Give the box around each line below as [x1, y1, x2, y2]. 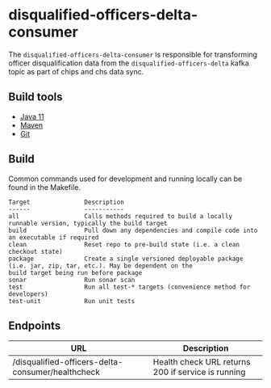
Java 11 [19, 112, 44, 121]
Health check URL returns [152, 356, 251, 368]
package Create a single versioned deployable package [8, 255, 244, 263]
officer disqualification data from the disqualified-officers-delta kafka [8, 58, 250, 68]
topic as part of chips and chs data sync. [8, 66, 144, 76]
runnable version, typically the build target [8, 219, 168, 227]
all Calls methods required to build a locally [8, 212, 232, 220]
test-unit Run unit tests [8, 297, 135, 305]
